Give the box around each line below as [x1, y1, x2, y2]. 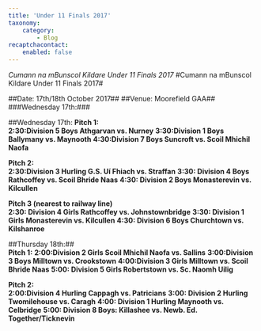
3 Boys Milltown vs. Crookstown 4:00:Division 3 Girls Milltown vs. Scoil [8, 257, 248, 265]
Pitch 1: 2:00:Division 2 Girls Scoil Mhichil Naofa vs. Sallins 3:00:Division [8, 248, 254, 257]
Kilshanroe [8, 224, 45, 234]
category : [22, 26, 55, 34]
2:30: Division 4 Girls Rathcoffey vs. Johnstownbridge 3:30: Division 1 [8, 207, 245, 216]
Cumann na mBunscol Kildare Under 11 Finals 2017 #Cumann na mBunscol [8, 70, 252, 79]
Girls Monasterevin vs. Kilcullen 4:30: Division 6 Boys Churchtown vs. [8, 215, 244, 225]
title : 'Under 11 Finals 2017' [8, 11, 112, 20]
